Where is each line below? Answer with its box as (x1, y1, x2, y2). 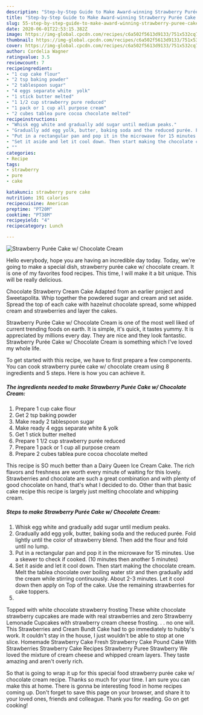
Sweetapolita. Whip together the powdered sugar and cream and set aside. (6, 294, 193, 301)
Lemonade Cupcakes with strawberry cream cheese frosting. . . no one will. (6, 618, 195, 626)
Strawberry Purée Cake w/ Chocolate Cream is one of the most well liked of (6, 319, 195, 326)
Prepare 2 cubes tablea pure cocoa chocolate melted (14, 450, 148, 457)
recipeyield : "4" (6, 217, 50, 223)
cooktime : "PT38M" (6, 212, 53, 218)
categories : (6, 150, 36, 156)
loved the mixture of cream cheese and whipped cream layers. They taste (6, 651, 190, 659)
